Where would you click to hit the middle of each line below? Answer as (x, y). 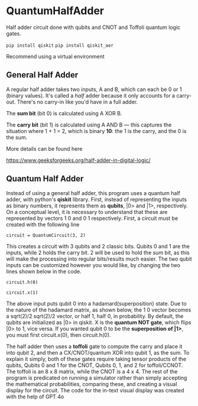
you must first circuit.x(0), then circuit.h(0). (59, 334)
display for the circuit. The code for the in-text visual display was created (95, 390)
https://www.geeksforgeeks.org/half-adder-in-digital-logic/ (78, 160)
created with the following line (43, 224)
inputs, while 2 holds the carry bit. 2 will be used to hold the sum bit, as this (98, 252)
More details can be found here (44, 148)
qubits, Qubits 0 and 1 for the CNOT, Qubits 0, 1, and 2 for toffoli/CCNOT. (95, 365)
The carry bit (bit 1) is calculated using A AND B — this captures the (89, 125)
